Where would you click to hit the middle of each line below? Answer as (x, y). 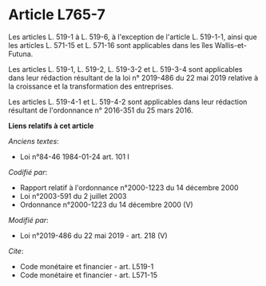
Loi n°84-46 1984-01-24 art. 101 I (75, 157)
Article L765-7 (57, 15)
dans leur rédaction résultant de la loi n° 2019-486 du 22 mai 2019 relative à (133, 77)
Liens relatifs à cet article (51, 125)
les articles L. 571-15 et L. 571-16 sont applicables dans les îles (111, 45)
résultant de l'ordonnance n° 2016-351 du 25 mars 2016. (101, 110)
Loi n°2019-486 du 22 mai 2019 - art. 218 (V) (93, 235)
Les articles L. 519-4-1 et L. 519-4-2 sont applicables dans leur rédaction (128, 101)
